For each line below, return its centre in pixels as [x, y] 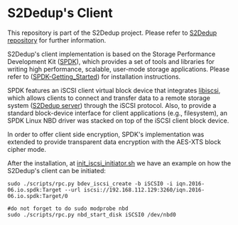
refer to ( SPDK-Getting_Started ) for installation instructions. [94, 77]
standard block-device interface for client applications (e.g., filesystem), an [117, 113]
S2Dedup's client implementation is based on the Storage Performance [112, 54]
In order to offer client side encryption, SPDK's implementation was [106, 134]
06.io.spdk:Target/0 [38, 196]
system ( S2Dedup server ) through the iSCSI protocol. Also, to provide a [112, 105]
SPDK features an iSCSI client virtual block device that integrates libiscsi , [114, 90]
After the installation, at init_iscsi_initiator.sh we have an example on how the [119, 163]
